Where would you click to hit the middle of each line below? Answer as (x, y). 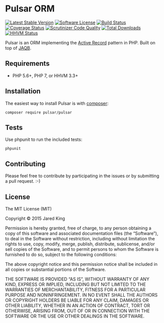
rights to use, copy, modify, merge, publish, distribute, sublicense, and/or (80, 244)
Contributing (25, 164)
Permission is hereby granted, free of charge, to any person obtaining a (78, 228)
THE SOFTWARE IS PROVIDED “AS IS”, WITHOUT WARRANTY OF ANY (77, 279)
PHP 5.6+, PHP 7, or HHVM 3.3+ (45, 76)
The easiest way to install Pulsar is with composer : (57, 103)
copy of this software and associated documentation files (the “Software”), (82, 233)
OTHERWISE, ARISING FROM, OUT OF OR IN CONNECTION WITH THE (78, 311)
